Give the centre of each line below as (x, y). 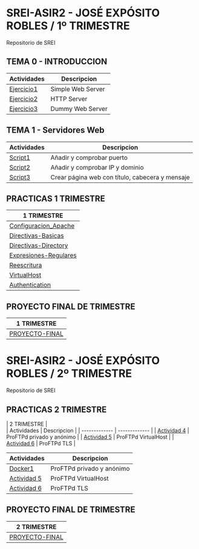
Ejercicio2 (24, 99)
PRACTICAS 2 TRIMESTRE (57, 409)
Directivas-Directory (39, 245)
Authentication (30, 285)
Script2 (20, 167)
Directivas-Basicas (37, 236)
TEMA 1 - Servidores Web (55, 130)
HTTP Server (69, 99)
